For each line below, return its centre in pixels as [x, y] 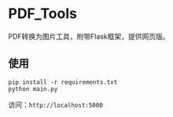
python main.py [33, 89]
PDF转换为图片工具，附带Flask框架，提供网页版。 [89, 36]
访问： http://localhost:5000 [56, 104]
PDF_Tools [42, 14]
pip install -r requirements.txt [63, 82]
